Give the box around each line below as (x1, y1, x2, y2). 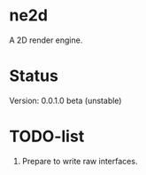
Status (9, 66, 59, 86)
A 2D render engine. (9, 35, 83, 45)
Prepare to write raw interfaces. (21, 155, 138, 166)
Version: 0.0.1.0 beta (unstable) (9, 95, 122, 106)
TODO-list (9, 126, 85, 147)
